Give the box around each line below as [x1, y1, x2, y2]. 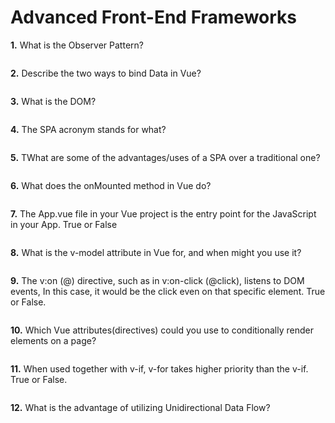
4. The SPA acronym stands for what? [10, 123, 167, 135]
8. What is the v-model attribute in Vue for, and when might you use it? [10, 246, 302, 258]
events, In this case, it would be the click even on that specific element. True [10, 285, 326, 297]
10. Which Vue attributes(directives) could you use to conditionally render [10, 324, 314, 336]
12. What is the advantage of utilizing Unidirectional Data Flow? [10, 401, 271, 413]
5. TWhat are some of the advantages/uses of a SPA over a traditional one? [10, 151, 321, 163]
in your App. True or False [10, 218, 118, 230]
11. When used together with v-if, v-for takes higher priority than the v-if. [10, 362, 309, 375]
